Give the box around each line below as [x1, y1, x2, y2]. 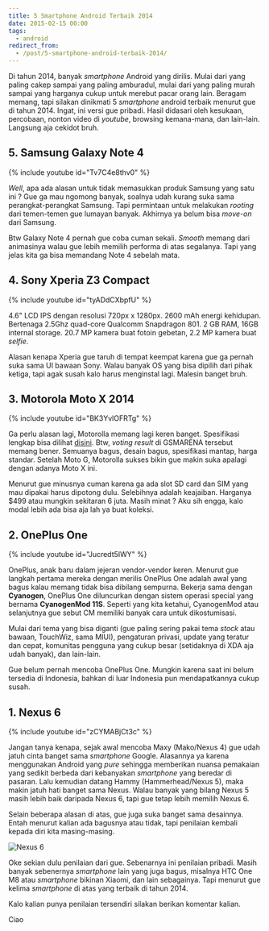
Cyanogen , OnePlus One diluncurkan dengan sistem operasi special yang [8, 591, 254, 601]
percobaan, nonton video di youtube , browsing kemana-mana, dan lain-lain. [8, 114, 260, 123]
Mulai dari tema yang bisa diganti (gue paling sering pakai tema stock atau [8, 624, 255, 634]
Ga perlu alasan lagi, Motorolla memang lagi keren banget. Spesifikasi [8, 429, 240, 439]
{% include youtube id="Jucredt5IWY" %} [8, 550, 147, 559]
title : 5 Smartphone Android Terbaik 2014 [8, 11, 153, 20]
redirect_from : [8, 42, 60, 50]
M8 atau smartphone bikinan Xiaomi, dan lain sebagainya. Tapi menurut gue [8, 875, 261, 885]
